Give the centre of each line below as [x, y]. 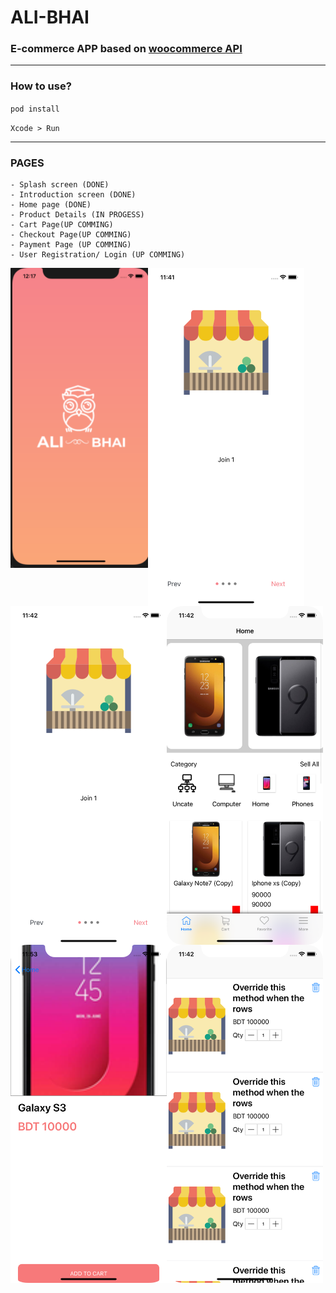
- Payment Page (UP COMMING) [71, 245]
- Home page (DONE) [51, 205]
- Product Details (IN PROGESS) [77, 215]
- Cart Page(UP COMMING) [62, 225]
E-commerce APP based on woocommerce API [126, 49]
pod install [35, 109]
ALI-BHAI [50, 17]
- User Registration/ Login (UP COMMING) [98, 255]
